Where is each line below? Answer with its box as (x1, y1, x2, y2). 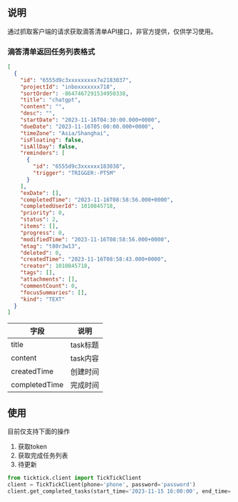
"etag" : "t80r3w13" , (20, 242, 81, 250)
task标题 (70, 340, 100, 350)
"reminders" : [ (20, 149, 66, 157)
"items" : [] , (20, 223, 59, 230)
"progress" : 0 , (20, 229, 66, 236)
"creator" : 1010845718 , (20, 263, 91, 270)
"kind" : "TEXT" (20, 296, 66, 303)
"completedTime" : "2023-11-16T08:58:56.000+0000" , (20, 196, 174, 204)
